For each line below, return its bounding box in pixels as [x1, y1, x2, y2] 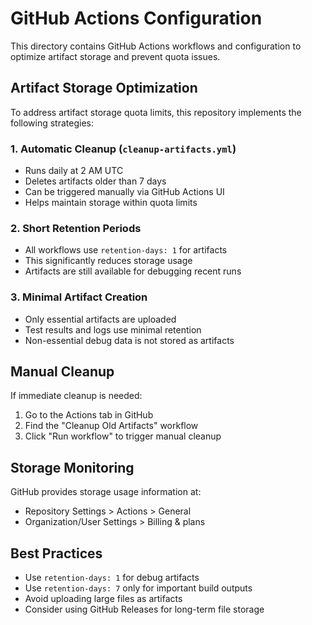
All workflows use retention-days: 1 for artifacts [24, 244, 228, 256]
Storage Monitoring [10, 459, 135, 476]
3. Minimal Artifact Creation [10, 290, 148, 304]
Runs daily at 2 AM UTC [24, 165, 124, 177]
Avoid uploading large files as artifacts [24, 593, 183, 605]
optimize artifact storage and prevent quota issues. [10, 50, 221, 62]
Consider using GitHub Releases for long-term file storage [24, 603, 265, 616]
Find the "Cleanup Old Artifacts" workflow [24, 420, 199, 432]
